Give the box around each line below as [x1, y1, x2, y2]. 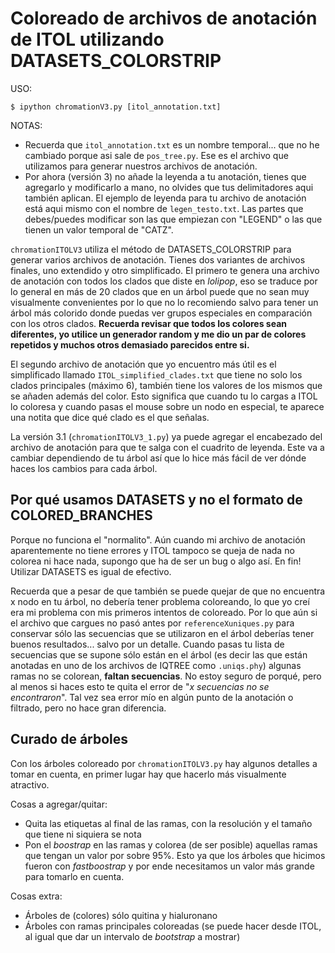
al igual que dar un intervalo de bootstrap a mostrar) [24, 930, 241, 942]
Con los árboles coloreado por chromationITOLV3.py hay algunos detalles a [10, 757, 318, 769]
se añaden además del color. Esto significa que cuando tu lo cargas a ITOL [10, 390, 318, 402]
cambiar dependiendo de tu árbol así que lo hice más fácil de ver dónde [10, 452, 307, 464]
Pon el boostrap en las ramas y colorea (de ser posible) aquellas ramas [24, 838, 318, 851]
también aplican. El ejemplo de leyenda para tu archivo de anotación [24, 192, 307, 204]
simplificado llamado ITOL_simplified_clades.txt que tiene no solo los [10, 368, 303, 381]
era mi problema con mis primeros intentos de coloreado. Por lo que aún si [10, 606, 318, 618]
